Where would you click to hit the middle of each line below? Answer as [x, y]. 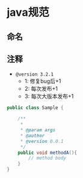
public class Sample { [35, 108]
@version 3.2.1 [35, 74]
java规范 [28, 12]
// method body [48, 158]
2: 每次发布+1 [41, 89]
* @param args [38, 130]
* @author [32, 136]
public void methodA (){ [48, 153]
